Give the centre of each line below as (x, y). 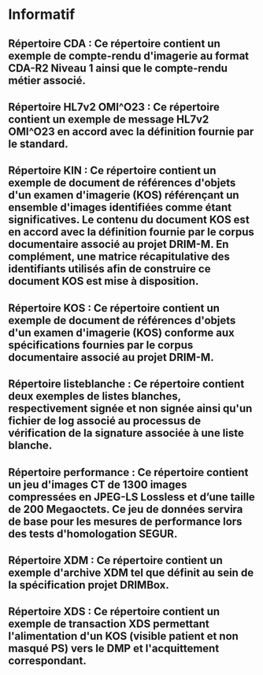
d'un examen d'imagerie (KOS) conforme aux (121, 332)
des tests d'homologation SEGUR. (93, 534)
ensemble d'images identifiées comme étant (120, 207)
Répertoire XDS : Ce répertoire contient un (114, 612)
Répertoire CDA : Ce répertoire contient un (114, 44)
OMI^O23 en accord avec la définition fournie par (131, 131)
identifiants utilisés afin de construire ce (109, 269)
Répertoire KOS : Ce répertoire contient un (114, 308)
